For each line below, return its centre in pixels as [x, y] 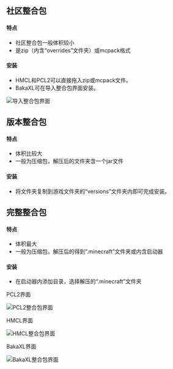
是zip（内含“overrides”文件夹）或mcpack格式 [73, 50]
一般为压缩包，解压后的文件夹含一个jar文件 [69, 161]
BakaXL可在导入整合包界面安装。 [57, 88]
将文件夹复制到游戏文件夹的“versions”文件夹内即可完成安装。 [92, 191]
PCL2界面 [19, 295]
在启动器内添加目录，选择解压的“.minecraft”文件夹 [78, 281]
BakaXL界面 [21, 347]
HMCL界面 [20, 321]
